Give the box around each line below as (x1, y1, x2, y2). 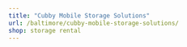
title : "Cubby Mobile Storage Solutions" (8, 11, 151, 20)
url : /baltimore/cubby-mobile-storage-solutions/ (8, 19, 180, 27)
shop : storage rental (8, 26, 82, 34)
